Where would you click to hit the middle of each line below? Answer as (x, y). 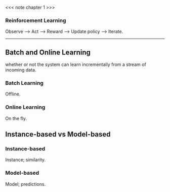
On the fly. (16, 118)
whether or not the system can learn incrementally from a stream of (76, 65)
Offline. (13, 94)
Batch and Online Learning (48, 52)
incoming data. (21, 70)
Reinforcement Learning (36, 20)
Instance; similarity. (26, 160)
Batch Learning (25, 83)
